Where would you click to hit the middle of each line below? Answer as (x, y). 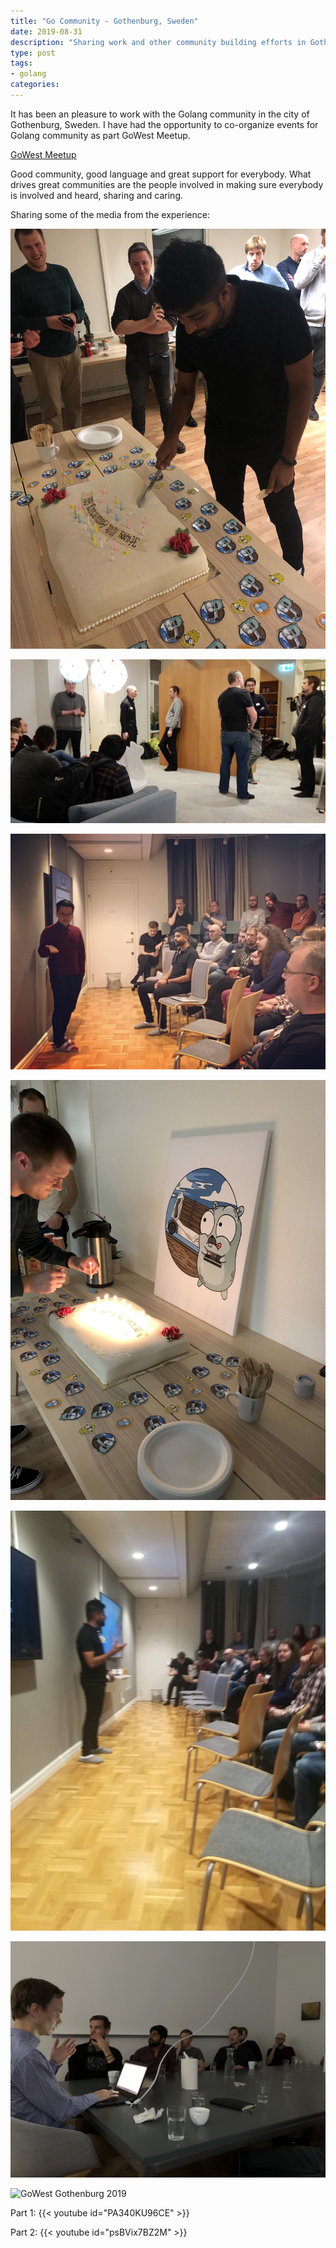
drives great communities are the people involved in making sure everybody (167, 184)
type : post (33, 53)
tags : (21, 63)
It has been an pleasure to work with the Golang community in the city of (160, 114)
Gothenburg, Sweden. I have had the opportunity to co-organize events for (164, 124)
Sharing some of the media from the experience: (110, 214)
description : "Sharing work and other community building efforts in (158, 42)
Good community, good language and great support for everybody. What (161, 174)
